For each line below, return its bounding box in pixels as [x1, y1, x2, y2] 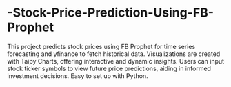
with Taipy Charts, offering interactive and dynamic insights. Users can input [7, 57, 225, 65]
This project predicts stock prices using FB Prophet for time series [7, 42, 196, 50]
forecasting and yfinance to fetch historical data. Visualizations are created [7, 50, 221, 58]
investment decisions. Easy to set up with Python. [7, 71, 148, 80]
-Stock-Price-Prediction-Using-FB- [7, 5, 214, 21]
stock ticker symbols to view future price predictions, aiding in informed [7, 64, 212, 72]
